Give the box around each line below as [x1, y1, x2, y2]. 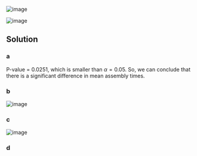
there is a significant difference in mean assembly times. [6, 72, 145, 79]
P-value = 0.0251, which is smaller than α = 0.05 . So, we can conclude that [6, 65, 191, 73]
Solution [6, 35, 38, 45]
